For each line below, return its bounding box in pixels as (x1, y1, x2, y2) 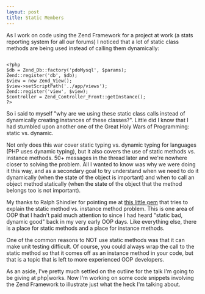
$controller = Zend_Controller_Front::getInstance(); (6, 94, 146, 100)
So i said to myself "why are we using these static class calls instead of (6, 109, 185, 117)
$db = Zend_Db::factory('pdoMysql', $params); (6, 67, 127, 73)
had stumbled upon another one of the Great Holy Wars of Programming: (6, 123, 190, 130)
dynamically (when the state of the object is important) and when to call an (6, 174, 195, 181)
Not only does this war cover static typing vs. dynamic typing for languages (6, 141, 197, 149)
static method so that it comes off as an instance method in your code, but (6, 249, 194, 257)
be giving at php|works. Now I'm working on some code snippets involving (6, 274, 194, 281)
